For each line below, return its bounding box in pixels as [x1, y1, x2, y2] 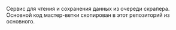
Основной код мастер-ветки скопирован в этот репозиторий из [6, 11, 170, 19]
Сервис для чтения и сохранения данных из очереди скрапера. [6, 5, 170, 12]
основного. [6, 18, 35, 25]
